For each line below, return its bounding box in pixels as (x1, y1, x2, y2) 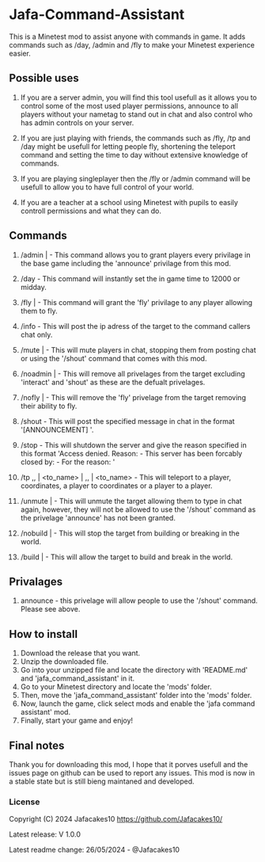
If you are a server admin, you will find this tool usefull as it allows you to (20, 93, 257, 102)
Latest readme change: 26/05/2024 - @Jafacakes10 (9, 845, 180, 855)
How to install (9, 627, 78, 641)
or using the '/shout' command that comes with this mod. (20, 353, 207, 363)
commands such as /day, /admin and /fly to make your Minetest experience (9, 40, 256, 49)
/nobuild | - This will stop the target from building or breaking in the (20, 528, 240, 538)
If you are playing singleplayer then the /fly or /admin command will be (20, 174, 251, 183)
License (9, 796, 40, 807)
